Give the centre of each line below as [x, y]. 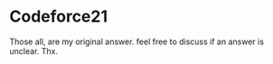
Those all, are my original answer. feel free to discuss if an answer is [137, 41]
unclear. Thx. [34, 50]
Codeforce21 [59, 17]
